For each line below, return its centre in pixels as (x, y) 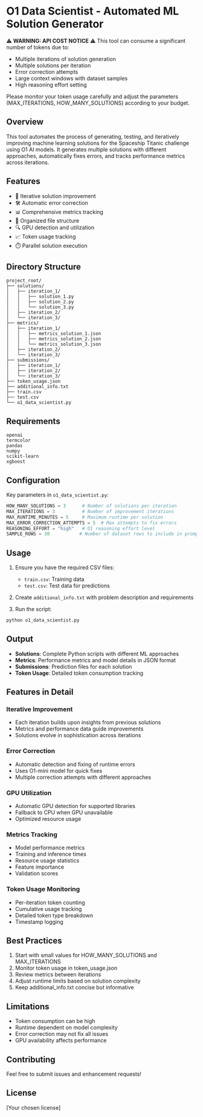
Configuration (33, 480)
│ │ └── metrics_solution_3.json (54, 344)
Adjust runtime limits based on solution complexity (78, 981)
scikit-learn (23, 456)
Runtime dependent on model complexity (66, 1027)
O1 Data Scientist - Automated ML (93, 11)
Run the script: (33, 609)
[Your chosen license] (34, 1107)
